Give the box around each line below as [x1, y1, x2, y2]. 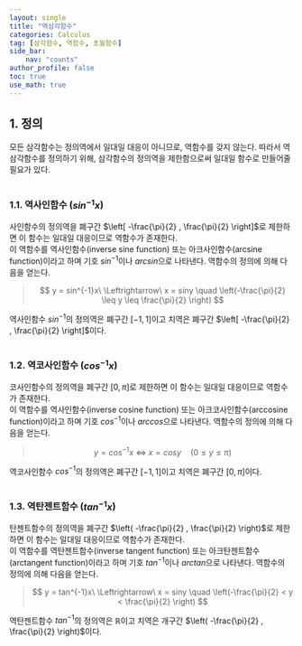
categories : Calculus [9, 30, 91, 39]
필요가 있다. [9, 164, 51, 175]
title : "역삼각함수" [9, 22, 78, 31]
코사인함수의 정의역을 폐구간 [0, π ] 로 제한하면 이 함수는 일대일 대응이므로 [9, 381, 264, 393]
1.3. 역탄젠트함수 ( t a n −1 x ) [9, 499, 116, 513]
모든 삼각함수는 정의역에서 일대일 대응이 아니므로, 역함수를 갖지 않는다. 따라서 [9, 142, 281, 153]
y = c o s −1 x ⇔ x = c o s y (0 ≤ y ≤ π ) [93, 445, 233, 457]
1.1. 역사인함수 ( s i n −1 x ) [9, 197, 104, 211]
